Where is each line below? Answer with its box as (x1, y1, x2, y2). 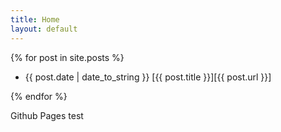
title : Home (10, 14, 60, 25)
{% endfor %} (10, 90, 68, 102)
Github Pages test (10, 109, 84, 121)
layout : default (10, 24, 78, 34)
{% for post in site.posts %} (10, 51, 125, 63)
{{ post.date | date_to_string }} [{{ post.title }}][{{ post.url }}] (24, 71, 272, 83)
